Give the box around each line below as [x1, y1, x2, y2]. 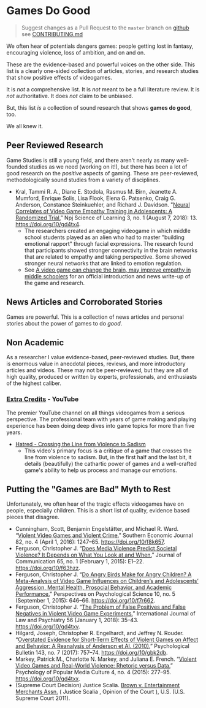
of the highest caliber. [6, 379, 62, 387]
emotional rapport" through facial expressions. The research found [24, 240, 194, 247]
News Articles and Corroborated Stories [6, 297, 163, 307]
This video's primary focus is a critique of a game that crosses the [24, 447, 192, 454]
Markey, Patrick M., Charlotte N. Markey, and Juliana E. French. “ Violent [15, 655, 197, 663]
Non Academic [6, 337, 64, 348]
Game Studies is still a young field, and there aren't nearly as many [6, 156, 175, 164]
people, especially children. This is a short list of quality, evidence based [6, 507, 190, 514]
